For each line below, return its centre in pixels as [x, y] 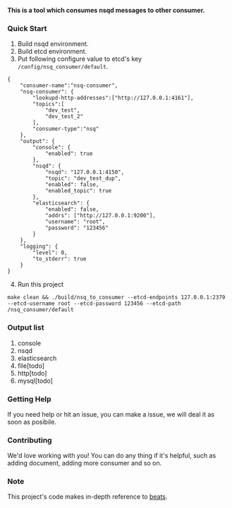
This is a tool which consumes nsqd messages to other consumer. [106, 10]
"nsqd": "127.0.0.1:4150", [85, 173]
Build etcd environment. [52, 52]
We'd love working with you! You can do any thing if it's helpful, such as [112, 456]
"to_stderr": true [60, 259]
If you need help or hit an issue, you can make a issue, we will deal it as [111, 414]
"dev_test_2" [64, 117]
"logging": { [39, 247]
